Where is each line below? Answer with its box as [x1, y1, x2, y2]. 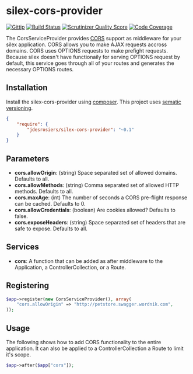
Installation [6, 83, 48, 93]
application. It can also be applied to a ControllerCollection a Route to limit [6, 345, 184, 352]
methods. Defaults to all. [14, 188, 73, 195]
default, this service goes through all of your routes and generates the [6, 60, 174, 67]
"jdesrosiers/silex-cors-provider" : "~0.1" [27, 127, 134, 133]
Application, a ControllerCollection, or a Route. [14, 264, 127, 271]
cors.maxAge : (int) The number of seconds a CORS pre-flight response [14, 194, 188, 201]
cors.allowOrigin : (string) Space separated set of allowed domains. [14, 169, 177, 176]
